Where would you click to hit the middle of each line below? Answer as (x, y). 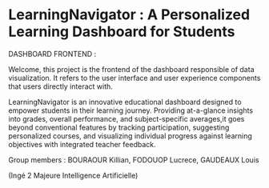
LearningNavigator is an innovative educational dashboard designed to (125, 102)
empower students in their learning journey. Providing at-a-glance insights (131, 110)
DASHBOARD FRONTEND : (52, 54)
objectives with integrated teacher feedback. (82, 144)
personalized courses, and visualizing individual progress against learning (130, 136)
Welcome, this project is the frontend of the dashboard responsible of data (131, 69)
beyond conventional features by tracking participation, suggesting (119, 127)
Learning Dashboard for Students (122, 32)
